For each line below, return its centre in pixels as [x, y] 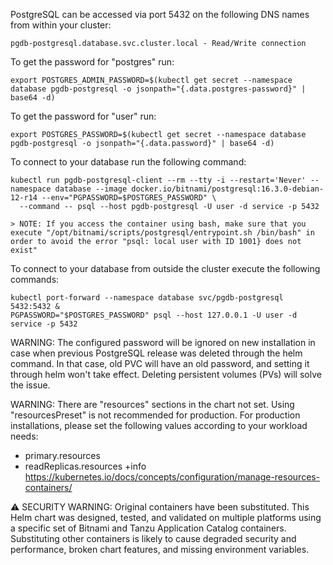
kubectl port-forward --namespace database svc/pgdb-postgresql [147, 298]
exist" [24, 250]
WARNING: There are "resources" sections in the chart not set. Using [152, 404]
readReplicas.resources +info [85, 466]
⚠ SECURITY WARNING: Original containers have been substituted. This [160, 507]
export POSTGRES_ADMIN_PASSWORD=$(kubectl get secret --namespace [151, 80]
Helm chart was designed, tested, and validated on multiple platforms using [166, 517]
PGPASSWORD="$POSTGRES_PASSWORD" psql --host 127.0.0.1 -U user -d [154, 315]
